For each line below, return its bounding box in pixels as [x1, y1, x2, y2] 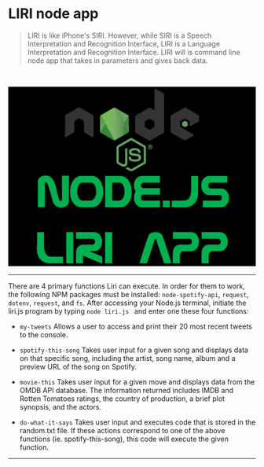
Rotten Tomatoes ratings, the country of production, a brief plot [19, 394, 225, 403]
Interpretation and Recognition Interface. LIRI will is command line [27, 47, 241, 57]
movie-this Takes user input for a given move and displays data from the [19, 377, 255, 386]
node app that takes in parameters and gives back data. [27, 56, 208, 65]
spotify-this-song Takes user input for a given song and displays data [19, 345, 249, 355]
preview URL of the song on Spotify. [19, 362, 137, 371]
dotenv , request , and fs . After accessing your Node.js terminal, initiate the [8, 298, 247, 307]
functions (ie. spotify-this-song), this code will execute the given [19, 434, 229, 443]
